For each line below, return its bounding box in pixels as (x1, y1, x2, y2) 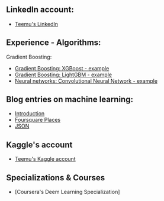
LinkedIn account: (6, 5, 74, 15)
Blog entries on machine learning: (6, 95, 133, 105)
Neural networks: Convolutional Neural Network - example (14, 77, 158, 85)
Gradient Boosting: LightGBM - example (14, 71, 112, 78)
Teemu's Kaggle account (14, 155, 76, 163)
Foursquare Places (14, 116, 61, 124)
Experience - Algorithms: (6, 38, 101, 48)
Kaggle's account (6, 140, 73, 150)
